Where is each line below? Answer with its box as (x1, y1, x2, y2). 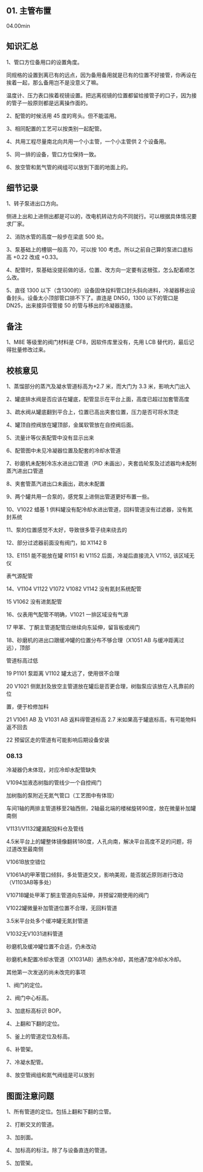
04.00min (6, 22, 30, 29)
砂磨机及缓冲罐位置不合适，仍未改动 (6, 943, 97, 950)
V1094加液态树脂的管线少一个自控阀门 (6, 779, 101, 786)
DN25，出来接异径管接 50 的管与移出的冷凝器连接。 (6, 302, 136, 309)
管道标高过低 (6, 657, 38, 664)
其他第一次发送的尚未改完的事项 (6, 969, 86, 976)
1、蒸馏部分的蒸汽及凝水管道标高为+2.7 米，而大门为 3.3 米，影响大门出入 (6, 383, 191, 390)
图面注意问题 (6, 1090, 54, 1101)
